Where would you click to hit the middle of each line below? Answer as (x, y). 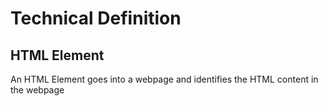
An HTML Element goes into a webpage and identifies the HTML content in (164, 79)
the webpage (37, 90)
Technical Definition (96, 18)
